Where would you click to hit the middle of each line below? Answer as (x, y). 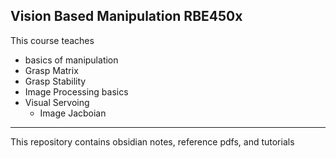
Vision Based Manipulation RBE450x (126, 16)
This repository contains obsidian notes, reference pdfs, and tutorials (152, 141)
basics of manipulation (71, 60)
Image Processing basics (76, 91)
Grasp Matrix (51, 70)
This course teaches (52, 40)
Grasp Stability (55, 81)
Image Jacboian (73, 113)
